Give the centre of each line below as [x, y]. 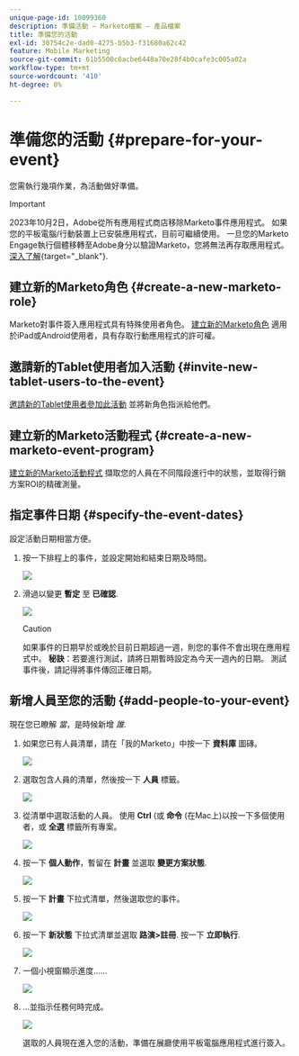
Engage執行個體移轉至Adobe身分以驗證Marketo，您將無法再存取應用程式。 [149, 245]
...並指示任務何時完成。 [65, 1006]
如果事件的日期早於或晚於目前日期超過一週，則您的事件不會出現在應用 [152, 647]
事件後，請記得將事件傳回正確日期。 [89, 669]
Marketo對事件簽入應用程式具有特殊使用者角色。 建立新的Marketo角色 [139, 324]
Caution [37, 628]
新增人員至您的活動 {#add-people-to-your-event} [149, 701]
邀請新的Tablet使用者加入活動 [92, 367]
